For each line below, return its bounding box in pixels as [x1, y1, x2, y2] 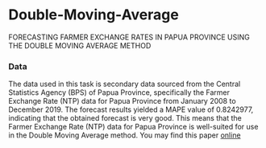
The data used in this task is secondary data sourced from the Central [8, 79, 241, 89]
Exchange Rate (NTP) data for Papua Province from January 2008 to [8, 97, 236, 106]
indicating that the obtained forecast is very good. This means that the [8, 113, 242, 123]
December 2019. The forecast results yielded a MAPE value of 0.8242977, [8, 105, 254, 114]
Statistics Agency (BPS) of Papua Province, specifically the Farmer [8, 88, 230, 97]
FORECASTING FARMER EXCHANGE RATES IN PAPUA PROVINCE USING [8, 32, 250, 42]
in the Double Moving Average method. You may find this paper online [8, 130, 241, 140]
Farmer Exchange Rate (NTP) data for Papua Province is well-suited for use [8, 122, 259, 132]
